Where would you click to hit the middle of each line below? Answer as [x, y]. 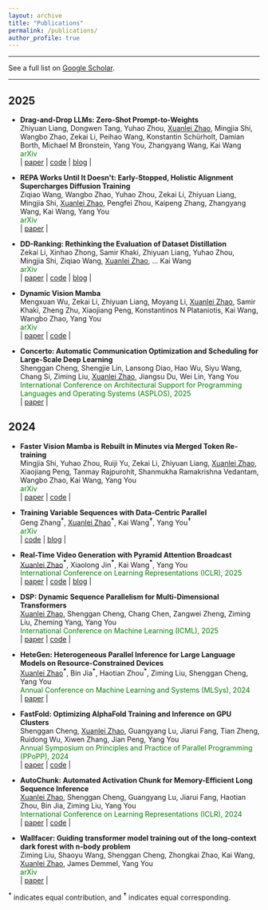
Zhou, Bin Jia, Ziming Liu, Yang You [78, 806]
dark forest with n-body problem [75, 846]
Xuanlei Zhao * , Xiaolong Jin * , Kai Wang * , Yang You [104, 564]
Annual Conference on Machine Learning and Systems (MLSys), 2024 [135, 690]
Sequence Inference [54, 788]
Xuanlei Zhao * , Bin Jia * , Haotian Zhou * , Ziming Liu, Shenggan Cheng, [134, 672]
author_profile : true [44, 38]
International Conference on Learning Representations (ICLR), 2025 [131, 573]
